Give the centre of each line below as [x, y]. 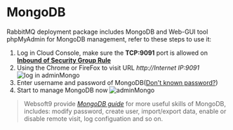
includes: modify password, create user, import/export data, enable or [125, 111]
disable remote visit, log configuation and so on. [93, 118]
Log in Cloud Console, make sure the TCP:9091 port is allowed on [112, 53]
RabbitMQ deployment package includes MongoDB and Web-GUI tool [107, 32]
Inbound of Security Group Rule [64, 60]
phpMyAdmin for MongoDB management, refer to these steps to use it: [109, 39]
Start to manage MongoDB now [62, 90]
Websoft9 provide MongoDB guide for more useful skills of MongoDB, [125, 103]
